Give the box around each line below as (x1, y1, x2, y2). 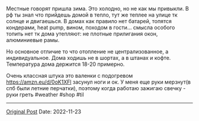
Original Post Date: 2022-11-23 (6, 108, 82, 115)
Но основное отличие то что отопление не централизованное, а (6, 48, 169, 55)
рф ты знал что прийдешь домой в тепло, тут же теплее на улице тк (6, 11, 178, 18)
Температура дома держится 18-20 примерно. (6, 60, 125, 68)
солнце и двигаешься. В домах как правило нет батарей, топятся (6, 18, 172, 24)
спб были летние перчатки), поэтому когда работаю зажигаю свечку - (6, 85, 186, 91)
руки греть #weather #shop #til (6, 91, 84, 98)
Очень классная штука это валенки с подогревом (6, 72, 133, 79)
